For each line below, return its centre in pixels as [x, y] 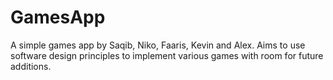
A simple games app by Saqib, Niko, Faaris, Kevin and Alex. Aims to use [158, 45]
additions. [31, 66]
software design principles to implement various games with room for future [167, 55]
